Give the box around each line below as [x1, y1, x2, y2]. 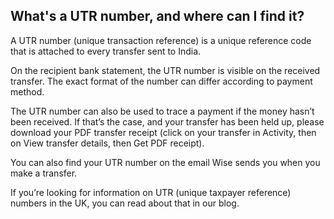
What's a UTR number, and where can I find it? [10, 8, 305, 25]
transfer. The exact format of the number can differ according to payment [10, 75, 313, 87]
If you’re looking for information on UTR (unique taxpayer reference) [10, 186, 292, 198]
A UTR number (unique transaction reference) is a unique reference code [10, 34, 312, 46]
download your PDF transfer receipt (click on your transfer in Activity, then [10, 126, 317, 138]
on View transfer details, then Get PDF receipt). [10, 137, 205, 149]
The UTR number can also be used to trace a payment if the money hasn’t [10, 105, 315, 117]
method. [10, 85, 45, 98]
